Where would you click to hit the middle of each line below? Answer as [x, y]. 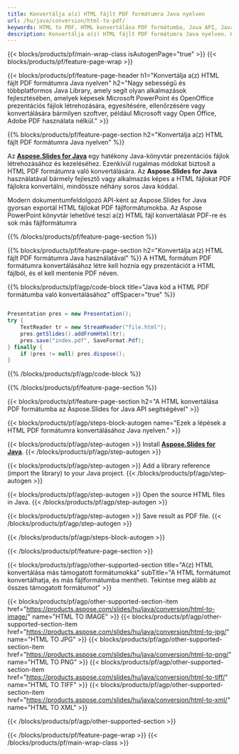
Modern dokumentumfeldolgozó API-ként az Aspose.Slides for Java [107, 200]
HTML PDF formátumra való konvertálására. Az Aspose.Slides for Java [112, 171]
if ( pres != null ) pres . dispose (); [73, 353]
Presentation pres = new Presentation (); [70, 314]
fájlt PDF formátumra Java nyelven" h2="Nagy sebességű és [97, 83]
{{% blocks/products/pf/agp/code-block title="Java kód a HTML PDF [108, 287]
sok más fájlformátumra [42, 223]
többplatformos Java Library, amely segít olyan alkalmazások [97, 91]
